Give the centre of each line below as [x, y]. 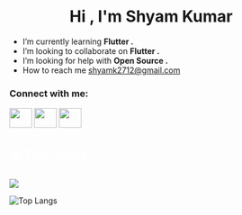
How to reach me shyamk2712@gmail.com [101, 70]
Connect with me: [49, 94]
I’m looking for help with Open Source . [95, 60]
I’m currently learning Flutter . [78, 41]
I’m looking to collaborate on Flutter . [91, 50]
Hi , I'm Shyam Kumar [151, 17]
